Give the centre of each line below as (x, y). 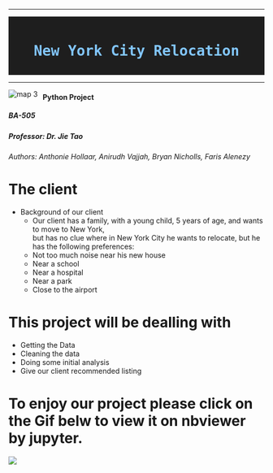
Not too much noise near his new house (99, 255)
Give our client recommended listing (81, 371)
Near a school (56, 263)
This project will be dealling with (120, 323)
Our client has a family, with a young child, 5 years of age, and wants (147, 220)
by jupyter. (45, 438)
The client (43, 190)
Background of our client (62, 211)
